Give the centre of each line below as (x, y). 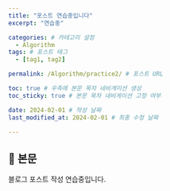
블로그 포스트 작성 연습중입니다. (57, 179)
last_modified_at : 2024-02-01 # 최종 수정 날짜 (83, 117)
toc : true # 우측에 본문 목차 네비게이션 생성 (75, 88)
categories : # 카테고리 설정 (52, 37)
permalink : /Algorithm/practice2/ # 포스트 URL (86, 74)
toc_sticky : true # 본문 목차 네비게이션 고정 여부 (85, 95)
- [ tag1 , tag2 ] (41, 60)
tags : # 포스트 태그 (38, 53)
